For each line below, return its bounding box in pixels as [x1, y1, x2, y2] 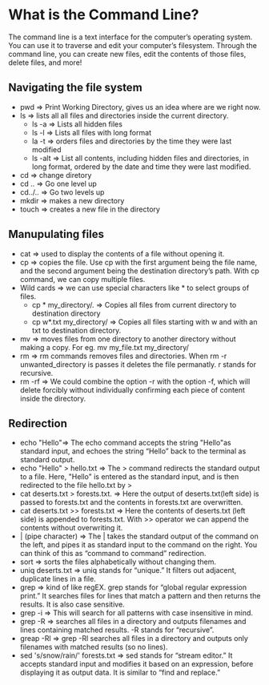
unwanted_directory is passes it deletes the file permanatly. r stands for [19, 359, 256, 369]
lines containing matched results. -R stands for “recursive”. [19, 625, 215, 635]
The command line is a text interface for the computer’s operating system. [8, 32, 253, 42]
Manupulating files [8, 228, 104, 241]
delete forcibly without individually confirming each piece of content [19, 385, 246, 394]
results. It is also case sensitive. [19, 599, 126, 610]
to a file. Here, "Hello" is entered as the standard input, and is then [19, 472, 239, 482]
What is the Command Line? [8, 6, 199, 24]
